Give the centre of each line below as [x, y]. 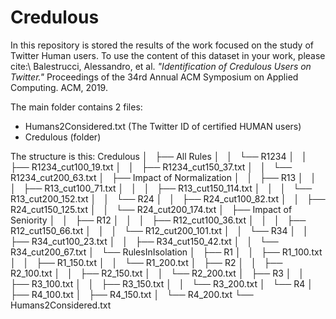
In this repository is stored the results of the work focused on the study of [162, 45]
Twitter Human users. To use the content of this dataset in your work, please [168, 55]
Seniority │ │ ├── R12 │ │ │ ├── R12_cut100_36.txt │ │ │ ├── [158, 220]
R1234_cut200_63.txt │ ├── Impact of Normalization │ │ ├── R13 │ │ [163, 177]
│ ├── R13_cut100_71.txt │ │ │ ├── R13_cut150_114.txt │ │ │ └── [161, 188]
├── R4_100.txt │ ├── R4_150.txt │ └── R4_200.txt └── [132, 294]
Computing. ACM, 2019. [59, 87]
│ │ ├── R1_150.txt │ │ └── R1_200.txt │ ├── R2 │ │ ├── [146, 262]
